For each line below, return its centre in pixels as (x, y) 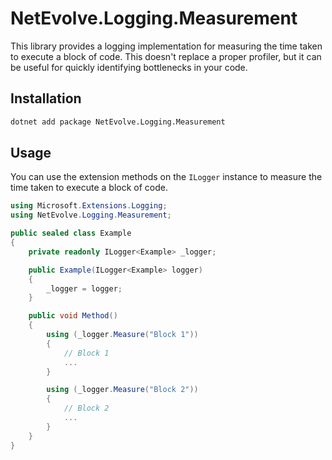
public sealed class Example (71, 233)
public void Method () (73, 316)
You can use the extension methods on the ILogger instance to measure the (166, 177)
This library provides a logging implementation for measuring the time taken (166, 46)
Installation (46, 98)
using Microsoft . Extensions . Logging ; (89, 206)
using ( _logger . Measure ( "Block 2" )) (122, 390)
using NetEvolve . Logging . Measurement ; (91, 215)
